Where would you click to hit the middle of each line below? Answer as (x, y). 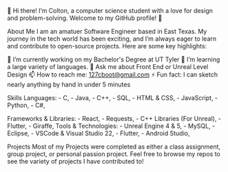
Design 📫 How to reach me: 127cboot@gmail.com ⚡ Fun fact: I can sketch (113, 75)
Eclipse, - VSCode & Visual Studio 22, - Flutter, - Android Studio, (99, 133)
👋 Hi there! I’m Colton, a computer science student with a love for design (110, 11)
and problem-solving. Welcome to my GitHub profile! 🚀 (85, 18)
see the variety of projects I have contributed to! (75, 161)
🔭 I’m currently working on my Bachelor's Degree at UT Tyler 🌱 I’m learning (114, 59)
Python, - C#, (27, 105)
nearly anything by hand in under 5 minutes (69, 84)
